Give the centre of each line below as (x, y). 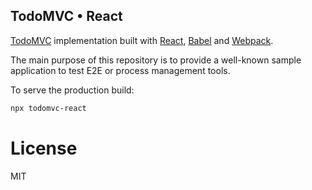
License (44, 148)
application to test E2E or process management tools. (120, 70)
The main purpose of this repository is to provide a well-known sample (156, 60)
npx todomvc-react (48, 108)
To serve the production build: (72, 90)
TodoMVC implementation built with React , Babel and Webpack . (142, 40)
